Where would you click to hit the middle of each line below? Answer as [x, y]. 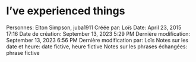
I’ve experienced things [66, 11]
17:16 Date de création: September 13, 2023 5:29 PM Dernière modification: [98, 33]
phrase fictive [23, 52]
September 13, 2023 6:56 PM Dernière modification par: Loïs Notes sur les [97, 40]
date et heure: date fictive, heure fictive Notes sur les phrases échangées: [97, 46]
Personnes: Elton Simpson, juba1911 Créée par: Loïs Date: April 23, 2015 [94, 27]
